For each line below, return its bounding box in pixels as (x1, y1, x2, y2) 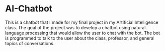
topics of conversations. (5, 40, 55, 46)
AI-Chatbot (5, 3, 53, 14)
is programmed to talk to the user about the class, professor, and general (5, 35, 155, 41)
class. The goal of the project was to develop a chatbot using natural (5, 24, 146, 30)
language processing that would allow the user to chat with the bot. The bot (5, 30, 160, 36)
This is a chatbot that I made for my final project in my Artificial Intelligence (5, 19, 159, 25)
